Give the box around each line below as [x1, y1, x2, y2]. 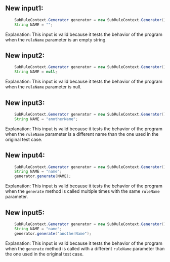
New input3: [5, 98, 45, 107]
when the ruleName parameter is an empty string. [5, 36, 107, 42]
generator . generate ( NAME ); [14, 174, 71, 179]
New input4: [5, 151, 45, 160]
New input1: [5, 4, 44, 13]
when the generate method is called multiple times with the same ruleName [5, 188, 160, 194]
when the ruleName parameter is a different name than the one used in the [5, 131, 159, 137]
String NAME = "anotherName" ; [14, 116, 78, 122]
